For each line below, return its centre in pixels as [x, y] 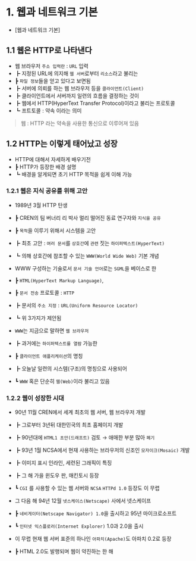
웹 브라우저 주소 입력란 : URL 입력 [52, 66]
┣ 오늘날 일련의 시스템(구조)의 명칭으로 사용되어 [71, 368]
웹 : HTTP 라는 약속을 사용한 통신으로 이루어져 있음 [80, 123]
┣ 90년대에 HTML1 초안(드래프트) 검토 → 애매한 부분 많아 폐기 [85, 438]
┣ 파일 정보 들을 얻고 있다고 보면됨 [53, 80]
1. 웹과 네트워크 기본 [52, 12]
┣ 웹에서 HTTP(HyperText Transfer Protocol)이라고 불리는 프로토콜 [95, 103]
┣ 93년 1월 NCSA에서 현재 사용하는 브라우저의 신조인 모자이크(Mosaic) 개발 [102, 450]
